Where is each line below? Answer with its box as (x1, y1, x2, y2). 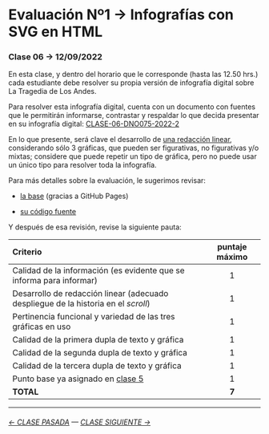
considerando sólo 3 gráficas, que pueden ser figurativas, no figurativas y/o (8, 143, 259, 153)
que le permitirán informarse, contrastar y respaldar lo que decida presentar (8, 111, 259, 120)
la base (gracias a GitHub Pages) (19, 191, 129, 201)
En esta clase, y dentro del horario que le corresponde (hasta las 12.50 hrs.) (8, 70, 259, 79)
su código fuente (19, 207, 77, 217)
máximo (216, 251, 248, 262)
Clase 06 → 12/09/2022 (8, 51, 102, 63)
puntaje (217, 241, 247, 253)
